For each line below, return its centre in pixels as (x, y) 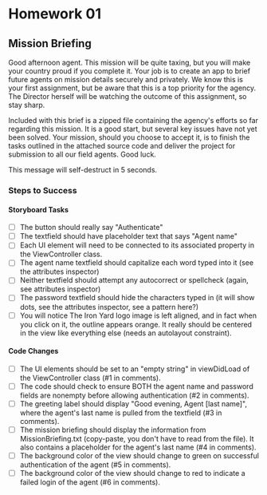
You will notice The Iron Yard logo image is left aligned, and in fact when (138, 315)
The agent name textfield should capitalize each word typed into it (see (136, 263)
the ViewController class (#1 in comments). (90, 378)
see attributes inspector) (60, 289)
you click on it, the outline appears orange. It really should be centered (136, 324)
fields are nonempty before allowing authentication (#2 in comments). (134, 395)
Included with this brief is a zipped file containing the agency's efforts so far (133, 120)
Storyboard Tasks (39, 209)
